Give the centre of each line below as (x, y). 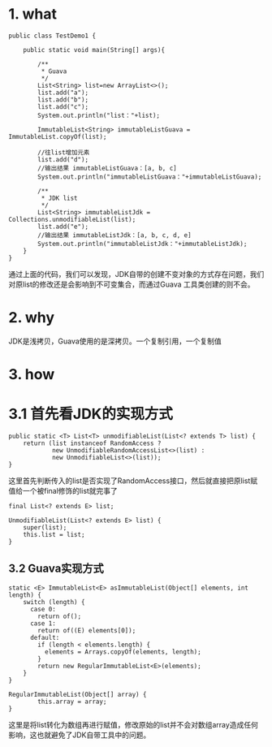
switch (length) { (54, 602)
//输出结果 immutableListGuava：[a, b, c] (107, 168)
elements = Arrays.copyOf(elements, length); (123, 652)
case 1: (43, 623)
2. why (32, 318)
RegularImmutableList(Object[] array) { (78, 694)
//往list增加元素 (64, 152)
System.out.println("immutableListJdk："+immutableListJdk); (142, 244)
